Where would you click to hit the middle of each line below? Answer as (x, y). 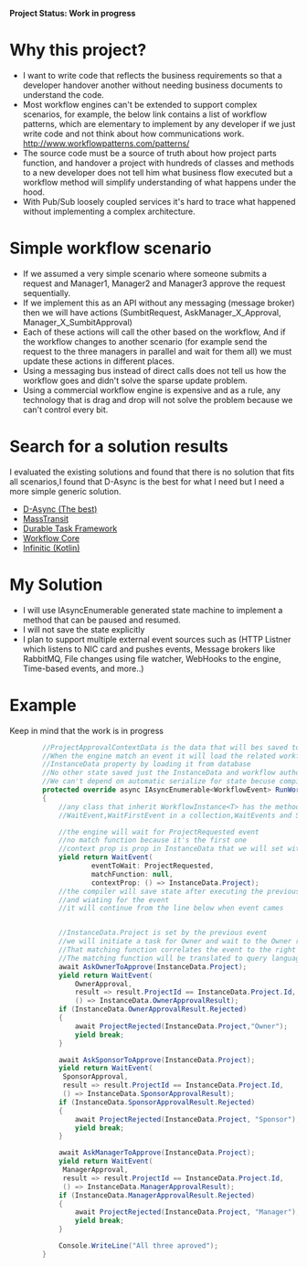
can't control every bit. (65, 410)
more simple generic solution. (65, 491)
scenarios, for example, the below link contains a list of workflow (145, 114)
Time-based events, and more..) (83, 668)
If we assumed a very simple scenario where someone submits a (145, 273)
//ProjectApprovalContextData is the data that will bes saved (165, 747)
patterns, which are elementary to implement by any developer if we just (159, 123)
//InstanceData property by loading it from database (147, 764)
